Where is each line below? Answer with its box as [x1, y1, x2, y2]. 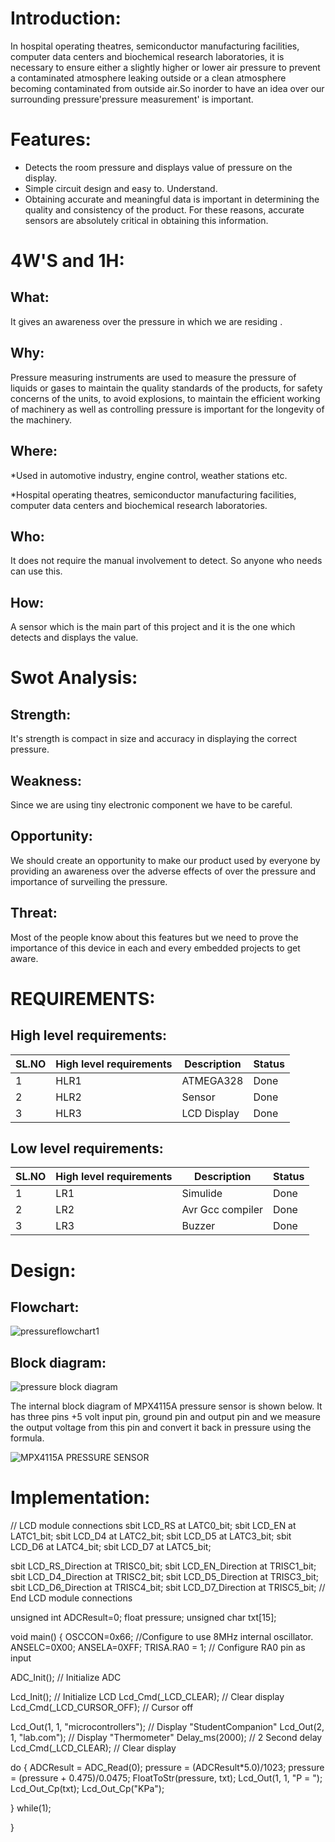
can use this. [10, 565, 63, 577]
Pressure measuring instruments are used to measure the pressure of [10, 371, 297, 383]
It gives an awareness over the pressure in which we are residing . [10, 315, 283, 327]
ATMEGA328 [181, 1073, 244, 1087]
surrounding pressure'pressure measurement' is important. [10, 93, 254, 105]
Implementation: [10, 1487, 151, 1509]
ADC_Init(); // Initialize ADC [10, 1672, 122, 1684]
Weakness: [10, 772, 82, 789]
